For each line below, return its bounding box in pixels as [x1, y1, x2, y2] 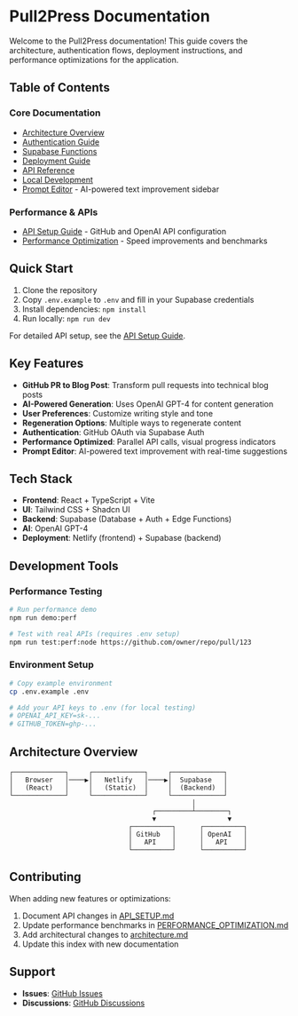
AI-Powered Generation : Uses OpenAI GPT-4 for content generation [21, 398, 274, 409]
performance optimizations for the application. [9, 54, 179, 65]
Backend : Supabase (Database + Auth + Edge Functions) [21, 513, 232, 525]
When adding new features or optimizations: [9, 893, 171, 903]
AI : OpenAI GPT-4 [21, 523, 89, 534]
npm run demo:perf [9, 613, 77, 623]
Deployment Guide [21, 155, 91, 166]
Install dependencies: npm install [21, 304, 146, 314]
